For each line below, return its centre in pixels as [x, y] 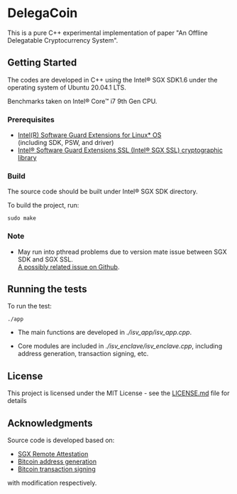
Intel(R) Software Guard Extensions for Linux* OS [89, 135]
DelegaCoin [43, 13]
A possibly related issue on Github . [68, 267]
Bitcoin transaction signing [56, 469]
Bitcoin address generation [57, 462]
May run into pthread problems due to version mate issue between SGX [122, 252]
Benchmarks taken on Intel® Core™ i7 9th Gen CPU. [82, 101]
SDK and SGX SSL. [45, 259]
